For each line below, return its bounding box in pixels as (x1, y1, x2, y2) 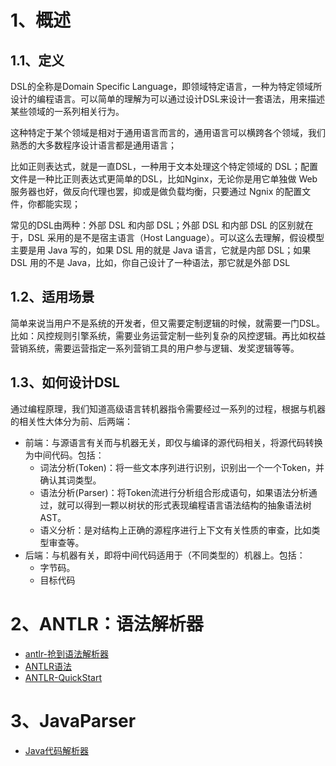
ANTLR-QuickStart (24, 671, 103, 683)
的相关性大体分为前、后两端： (10, 415, 133, 427)
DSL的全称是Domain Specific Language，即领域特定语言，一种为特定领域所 (10, 81, 323, 92)
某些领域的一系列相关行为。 (10, 106, 125, 117)
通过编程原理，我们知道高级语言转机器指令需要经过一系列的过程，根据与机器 (10, 402, 326, 415)
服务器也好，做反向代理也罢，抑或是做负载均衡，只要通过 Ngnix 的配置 (10, 186, 303, 197)
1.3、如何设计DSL (10, 374, 120, 391)
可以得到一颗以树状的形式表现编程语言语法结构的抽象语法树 (66, 499, 312, 511)
